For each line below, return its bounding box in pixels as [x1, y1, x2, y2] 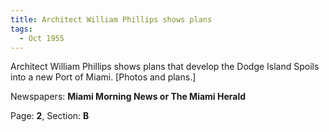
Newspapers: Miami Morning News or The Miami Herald [10, 91, 247, 103]
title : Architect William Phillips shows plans [10, 14, 213, 25]
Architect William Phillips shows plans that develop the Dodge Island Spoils [10, 61, 320, 73]
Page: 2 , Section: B [10, 110, 90, 122]
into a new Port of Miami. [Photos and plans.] [10, 71, 197, 83]
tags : [10, 24, 33, 34]
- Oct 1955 [19, 33, 65, 43]
